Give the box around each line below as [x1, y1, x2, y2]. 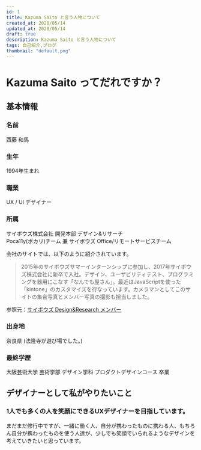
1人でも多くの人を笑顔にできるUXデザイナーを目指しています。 [6, 407, 189, 416]
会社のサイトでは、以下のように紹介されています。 [6, 250, 132, 257]
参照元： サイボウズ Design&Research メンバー [6, 306, 122, 313]
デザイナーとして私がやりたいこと [6, 387, 132, 398]
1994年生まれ [6, 167, 40, 174]
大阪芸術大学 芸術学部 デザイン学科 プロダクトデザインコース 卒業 [6, 368, 170, 376]
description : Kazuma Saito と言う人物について [6, 37, 116, 43]
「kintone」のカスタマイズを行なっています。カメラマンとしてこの [20, 285, 186, 292]
